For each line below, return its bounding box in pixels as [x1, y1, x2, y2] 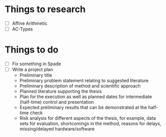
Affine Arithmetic [12, 20, 47, 26]
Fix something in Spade [12, 61, 62, 67]
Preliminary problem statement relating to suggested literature [19, 77, 149, 84]
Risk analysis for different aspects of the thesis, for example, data [19, 115, 156, 121]
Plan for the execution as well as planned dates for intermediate [19, 94, 152, 100]
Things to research [5, 4, 86, 15]
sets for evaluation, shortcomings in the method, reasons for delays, [19, 120, 162, 127]
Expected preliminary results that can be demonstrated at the [19, 105, 147, 111]
